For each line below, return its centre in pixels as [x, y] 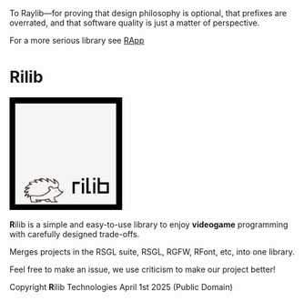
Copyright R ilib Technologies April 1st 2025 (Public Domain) [122, 286]
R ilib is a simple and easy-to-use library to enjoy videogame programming [149, 224]
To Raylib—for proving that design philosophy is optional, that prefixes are [148, 13]
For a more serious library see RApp [77, 40]
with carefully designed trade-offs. [75, 234]
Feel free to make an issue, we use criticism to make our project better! [142, 269]
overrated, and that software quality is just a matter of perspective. [135, 23]
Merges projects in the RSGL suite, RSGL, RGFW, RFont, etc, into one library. [152, 251]
